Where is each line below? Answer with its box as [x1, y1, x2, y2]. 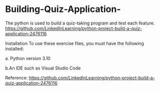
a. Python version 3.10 [5, 55, 51, 61]
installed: [5, 45, 24, 51]
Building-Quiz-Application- [5, 3, 121, 15]
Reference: [5, 74, 28, 80]
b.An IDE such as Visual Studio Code [5, 65, 81, 71]
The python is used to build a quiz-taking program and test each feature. [5, 20, 155, 26]
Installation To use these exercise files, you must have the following [5, 40, 144, 46]
